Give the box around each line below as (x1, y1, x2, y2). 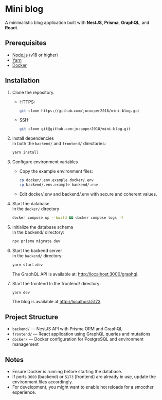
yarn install (12, 150, 39, 155)
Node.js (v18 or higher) (12, 52, 58, 58)
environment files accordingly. (12, 379, 73, 385)
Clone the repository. (12, 89, 54, 95)
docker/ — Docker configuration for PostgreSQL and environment (12, 336, 144, 342)
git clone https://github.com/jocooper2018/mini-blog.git (19, 108, 140, 113)
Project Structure (5, 313, 58, 321)
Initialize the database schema (12, 224, 73, 230)
